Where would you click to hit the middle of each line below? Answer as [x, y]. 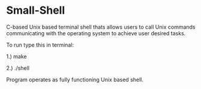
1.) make [16, 56]
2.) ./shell [18, 68]
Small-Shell [36, 10]
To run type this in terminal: [40, 45]
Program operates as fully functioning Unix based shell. [75, 79]
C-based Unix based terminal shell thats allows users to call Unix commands [101, 27]
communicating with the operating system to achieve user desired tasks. [96, 33]
